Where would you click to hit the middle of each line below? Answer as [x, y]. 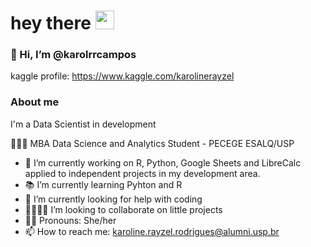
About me [35, 102]
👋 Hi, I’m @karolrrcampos [73, 55]
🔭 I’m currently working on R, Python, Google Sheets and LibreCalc [163, 162]
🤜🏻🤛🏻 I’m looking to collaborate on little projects [123, 209]
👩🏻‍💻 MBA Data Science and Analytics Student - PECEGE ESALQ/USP [152, 143]
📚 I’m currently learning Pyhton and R [103, 184]
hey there [51, 23]
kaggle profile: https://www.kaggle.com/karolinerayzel [122, 76]
